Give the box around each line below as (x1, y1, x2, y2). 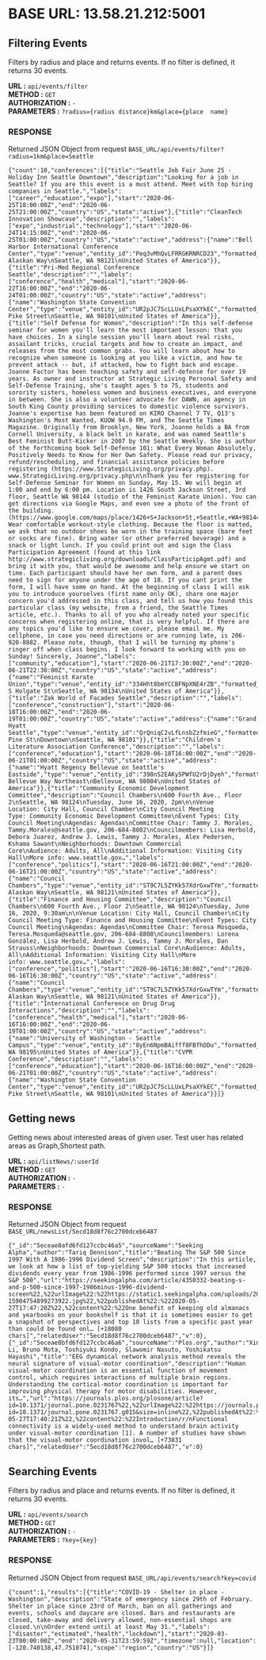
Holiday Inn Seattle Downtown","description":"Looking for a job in (8, 174, 239, 182)
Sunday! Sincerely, (8, 652, 73, 661)
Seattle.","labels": (54, 187, 123, 195)
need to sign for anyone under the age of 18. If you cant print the (8, 576, 243, 584)
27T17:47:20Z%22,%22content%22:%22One (8, 1305, 136, 1312)
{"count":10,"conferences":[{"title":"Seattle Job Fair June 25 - (8, 167, 232, 175)
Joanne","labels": (75, 652, 136, 661)
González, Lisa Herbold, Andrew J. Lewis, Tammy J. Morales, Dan (8, 937, 228, 945)
